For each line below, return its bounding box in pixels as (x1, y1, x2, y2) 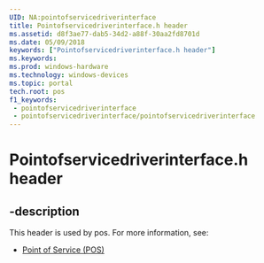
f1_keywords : (9, 95, 58, 104)
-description (9, 204, 80, 219)
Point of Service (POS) (21, 244, 105, 255)
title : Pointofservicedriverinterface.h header (9, 21, 189, 30)
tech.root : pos (9, 87, 66, 96)
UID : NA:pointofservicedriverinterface (9, 12, 157, 22)
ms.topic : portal (9, 79, 74, 88)
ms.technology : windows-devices (9, 71, 128, 80)
